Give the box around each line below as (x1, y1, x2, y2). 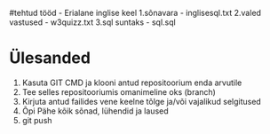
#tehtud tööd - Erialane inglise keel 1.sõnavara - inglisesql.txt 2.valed (9, 8, 262, 18)
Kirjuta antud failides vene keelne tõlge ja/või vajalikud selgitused (21, 96, 262, 106)
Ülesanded (9, 48, 91, 68)
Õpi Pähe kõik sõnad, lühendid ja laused (21, 106, 169, 116)
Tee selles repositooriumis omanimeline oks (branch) (21, 86, 216, 97)
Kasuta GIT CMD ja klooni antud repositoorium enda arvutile (21, 77, 242, 88)
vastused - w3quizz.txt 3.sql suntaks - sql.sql (9, 17, 176, 28)
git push (21, 114, 52, 125)
